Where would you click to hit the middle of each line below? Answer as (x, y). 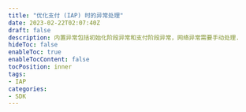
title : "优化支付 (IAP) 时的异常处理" (66, 15)
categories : (28, 89)
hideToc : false (33, 45)
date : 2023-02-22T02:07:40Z (54, 23)
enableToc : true (35, 52)
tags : (17, 74)
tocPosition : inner (40, 67)
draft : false (30, 30)
